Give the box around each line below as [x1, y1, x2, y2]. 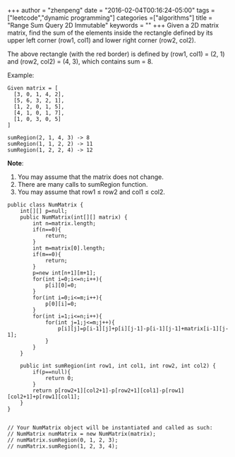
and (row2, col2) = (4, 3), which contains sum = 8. [7, 57, 153, 66]
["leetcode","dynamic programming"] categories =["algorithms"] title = [7, 13, 213, 22]
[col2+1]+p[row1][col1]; [7, 393, 80, 400]
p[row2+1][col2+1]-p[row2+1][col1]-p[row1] [54, 387, 185, 394]
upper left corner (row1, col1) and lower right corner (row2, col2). [7, 36, 196, 45]
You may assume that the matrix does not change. [17, 173, 164, 181]
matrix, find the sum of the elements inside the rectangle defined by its [7, 28, 213, 37]
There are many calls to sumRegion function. [17, 180, 148, 188]
